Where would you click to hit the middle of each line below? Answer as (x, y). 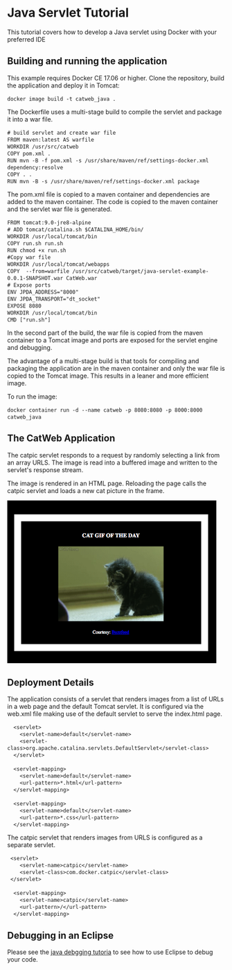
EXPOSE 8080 (24, 306)
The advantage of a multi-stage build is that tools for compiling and (103, 361)
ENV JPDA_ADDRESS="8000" (43, 292)
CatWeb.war (82, 278)
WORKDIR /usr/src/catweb (43, 147)
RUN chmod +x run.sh (37, 250)
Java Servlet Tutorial (68, 13)
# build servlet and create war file (62, 133)
